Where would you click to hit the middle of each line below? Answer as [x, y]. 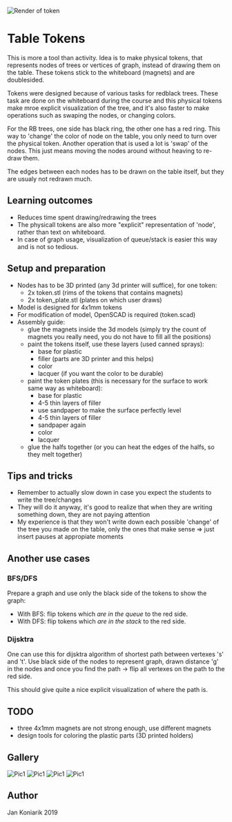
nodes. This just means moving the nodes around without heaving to [105, 150]
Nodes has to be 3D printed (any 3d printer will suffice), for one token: [117, 285]
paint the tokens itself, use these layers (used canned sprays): [116, 344]
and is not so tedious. [48, 246]
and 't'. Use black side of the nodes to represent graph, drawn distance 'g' [113, 661]
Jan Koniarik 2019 [32, 812]
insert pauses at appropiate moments [70, 537]
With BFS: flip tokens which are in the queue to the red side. [103, 614]
